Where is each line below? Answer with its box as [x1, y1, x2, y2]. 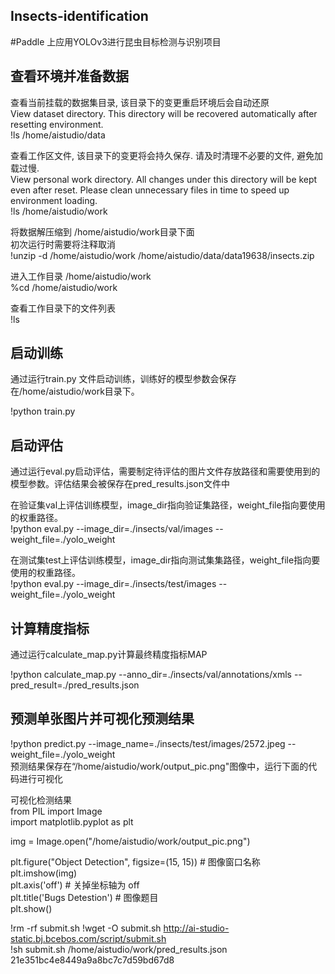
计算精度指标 [10, 620, 90, 637]
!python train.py [10, 405, 76, 418]
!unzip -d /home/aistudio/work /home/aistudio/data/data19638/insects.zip [10, 249, 315, 261]
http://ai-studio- [163, 922, 230, 934]
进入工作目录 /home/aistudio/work [10, 270, 152, 282]
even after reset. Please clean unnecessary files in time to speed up [10, 184, 290, 196]
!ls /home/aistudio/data [10, 129, 106, 141]
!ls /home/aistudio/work [10, 205, 108, 217]
